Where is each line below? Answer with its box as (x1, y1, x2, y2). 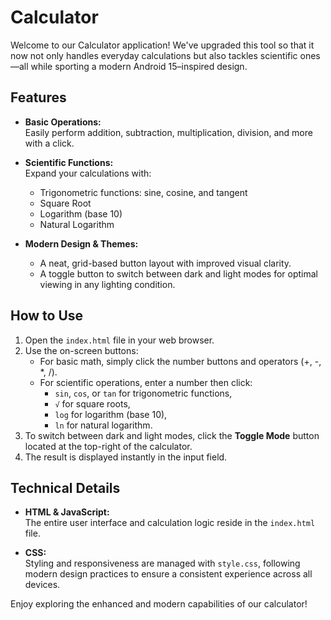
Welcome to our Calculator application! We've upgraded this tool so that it (10, 39, 315, 51)
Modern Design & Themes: (24, 237, 139, 250)
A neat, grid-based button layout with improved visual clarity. (39, 257, 292, 269)
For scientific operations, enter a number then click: (39, 376, 253, 388)
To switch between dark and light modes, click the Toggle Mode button (24, 429, 320, 441)
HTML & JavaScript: (24, 506, 110, 518)
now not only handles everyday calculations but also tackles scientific (10, 49, 298, 61)
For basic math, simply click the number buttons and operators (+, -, (39, 355, 322, 367)
